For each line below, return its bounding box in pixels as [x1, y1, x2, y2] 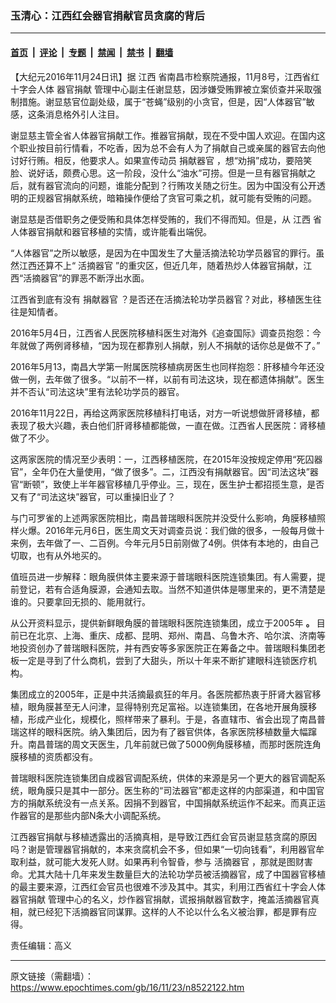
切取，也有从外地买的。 [10, 549, 107, 561]
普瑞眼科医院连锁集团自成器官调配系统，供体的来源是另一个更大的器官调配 [10, 772, 317, 784]
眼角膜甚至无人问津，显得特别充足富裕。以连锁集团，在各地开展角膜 [27, 700, 308, 712]
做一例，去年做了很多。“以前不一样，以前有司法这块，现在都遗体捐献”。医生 [10, 373, 325, 385]
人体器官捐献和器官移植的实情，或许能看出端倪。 [10, 225, 212, 237]
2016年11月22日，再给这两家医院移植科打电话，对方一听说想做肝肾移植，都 [10, 407, 320, 419]
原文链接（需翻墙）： [10, 970, 94, 982]
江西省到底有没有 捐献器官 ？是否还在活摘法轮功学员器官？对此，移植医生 [10, 293, 313, 305]
